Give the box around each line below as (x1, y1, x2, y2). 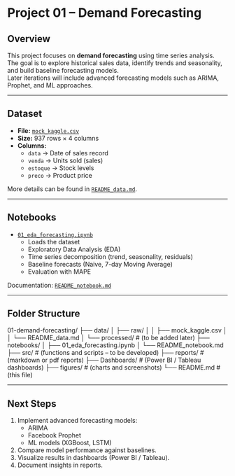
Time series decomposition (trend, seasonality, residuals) (27, 252, 194, 260)
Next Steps (7, 398, 57, 409)
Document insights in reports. (17, 461, 103, 470)
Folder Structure (7, 308, 80, 320)
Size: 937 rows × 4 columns (17, 134, 99, 142)
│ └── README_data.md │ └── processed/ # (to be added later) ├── (7, 334, 210, 342)
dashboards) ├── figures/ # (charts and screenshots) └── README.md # (7, 363, 221, 372)
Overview (7, 33, 51, 45)
